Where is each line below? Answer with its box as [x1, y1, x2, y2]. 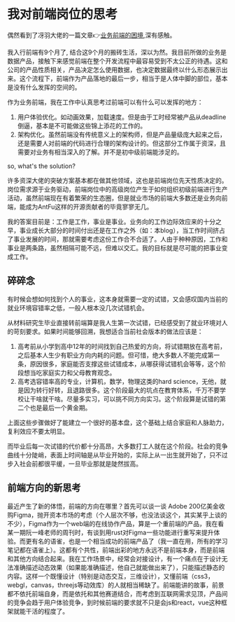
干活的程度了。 [25, 607, 69, 615]
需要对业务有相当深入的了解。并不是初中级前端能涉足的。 [17, 148, 183, 156]
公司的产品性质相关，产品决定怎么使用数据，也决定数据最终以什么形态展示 [7, 65, 222, 74]
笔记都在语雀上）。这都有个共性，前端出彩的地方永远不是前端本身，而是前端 [7, 546, 225, 554]
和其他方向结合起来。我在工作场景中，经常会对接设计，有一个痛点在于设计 [7, 554, 222, 562]
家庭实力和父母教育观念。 [41, 368, 116, 377]
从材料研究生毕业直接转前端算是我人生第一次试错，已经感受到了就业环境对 [7, 318, 222, 326]
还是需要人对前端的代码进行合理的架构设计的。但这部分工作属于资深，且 [17, 139, 226, 147]
